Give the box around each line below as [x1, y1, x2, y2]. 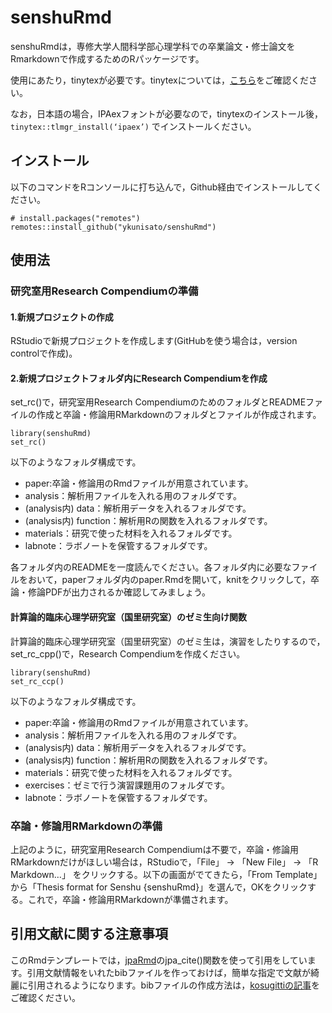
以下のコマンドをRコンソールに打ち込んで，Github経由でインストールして [10, 181, 314, 193]
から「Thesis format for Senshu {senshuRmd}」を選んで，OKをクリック [10, 881, 308, 893]
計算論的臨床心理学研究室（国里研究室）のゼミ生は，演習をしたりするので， [10, 635, 326, 647]
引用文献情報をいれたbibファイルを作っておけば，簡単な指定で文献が [26, 966, 312, 978]
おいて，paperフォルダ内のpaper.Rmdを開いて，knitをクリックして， [27, 574, 311, 586]
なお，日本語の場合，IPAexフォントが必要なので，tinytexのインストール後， [10, 107, 324, 120]
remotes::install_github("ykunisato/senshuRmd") [10, 222, 217, 232]
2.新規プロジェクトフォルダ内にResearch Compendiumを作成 [10, 372, 268, 384]
